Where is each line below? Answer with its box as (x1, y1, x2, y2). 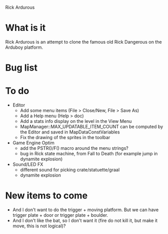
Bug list (5, 62, 38, 74)
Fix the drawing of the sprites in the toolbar (20, 135, 110, 141)
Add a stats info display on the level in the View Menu (20, 118, 132, 124)
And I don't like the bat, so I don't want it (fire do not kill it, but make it (12, 218, 158, 223)
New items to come (5, 190, 88, 202)
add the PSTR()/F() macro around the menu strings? (20, 145, 129, 151)
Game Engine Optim (12, 140, 55, 146)
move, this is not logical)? (12, 223, 66, 229)
